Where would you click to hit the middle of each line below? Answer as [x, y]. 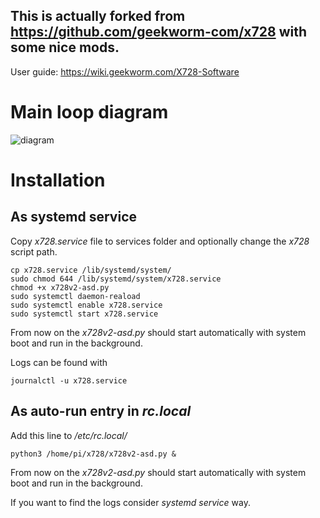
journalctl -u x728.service [69, 380]
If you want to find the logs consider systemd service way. [130, 502]
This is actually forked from [98, 16]
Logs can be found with [59, 362]
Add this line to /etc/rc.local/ [69, 435]
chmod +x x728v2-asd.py [60, 287]
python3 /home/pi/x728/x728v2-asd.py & [93, 454]
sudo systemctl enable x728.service [86, 305]
